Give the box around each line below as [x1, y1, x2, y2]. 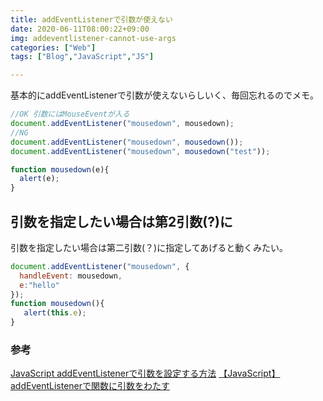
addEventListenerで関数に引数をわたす [10, 380, 171, 392]
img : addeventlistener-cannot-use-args [10, 33, 177, 43]
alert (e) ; [19, 174, 60, 184]
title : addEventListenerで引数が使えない [10, 14, 173, 25]
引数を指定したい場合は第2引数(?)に [10, 213, 233, 230]
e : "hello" [19, 280, 60, 290]
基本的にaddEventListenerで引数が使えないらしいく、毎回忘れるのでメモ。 [10, 89, 320, 101]
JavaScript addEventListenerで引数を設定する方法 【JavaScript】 [10, 367, 281, 380]
